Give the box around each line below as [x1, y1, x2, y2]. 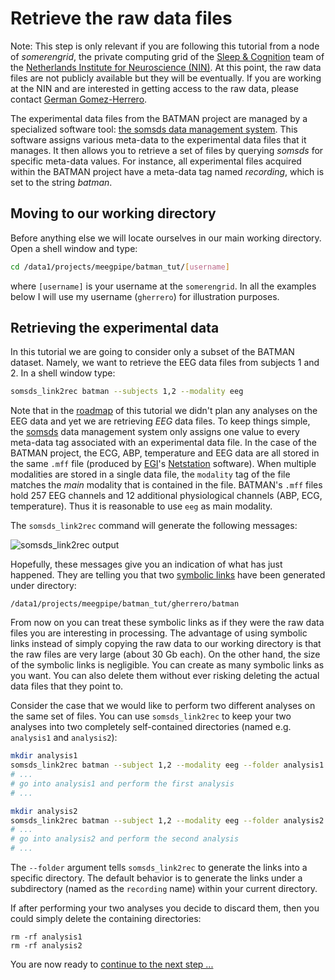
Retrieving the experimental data [10, 320, 220, 337]
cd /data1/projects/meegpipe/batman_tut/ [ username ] [10, 262, 230, 272]
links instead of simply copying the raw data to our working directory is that [10, 638, 322, 650]
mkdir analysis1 [10, 751, 78, 761]
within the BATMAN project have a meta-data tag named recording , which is [10, 165, 325, 177]
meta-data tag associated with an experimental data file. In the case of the [10, 437, 317, 449]
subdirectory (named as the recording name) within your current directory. [10, 883, 318, 895]
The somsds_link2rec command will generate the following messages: [10, 520, 298, 532]
